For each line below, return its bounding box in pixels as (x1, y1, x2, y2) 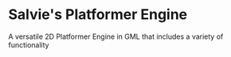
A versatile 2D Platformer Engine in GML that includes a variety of (8, 32, 224, 41)
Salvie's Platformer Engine (8, 6, 188, 24)
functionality (8, 40, 49, 49)
